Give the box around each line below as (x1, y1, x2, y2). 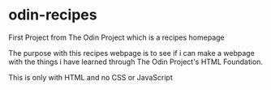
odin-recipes (8, 6, 97, 24)
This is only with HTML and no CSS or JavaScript (8, 72, 173, 82)
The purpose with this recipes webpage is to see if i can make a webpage (8, 48, 256, 58)
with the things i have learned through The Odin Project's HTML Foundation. (8, 57, 264, 66)
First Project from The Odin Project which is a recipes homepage (8, 32, 225, 42)
